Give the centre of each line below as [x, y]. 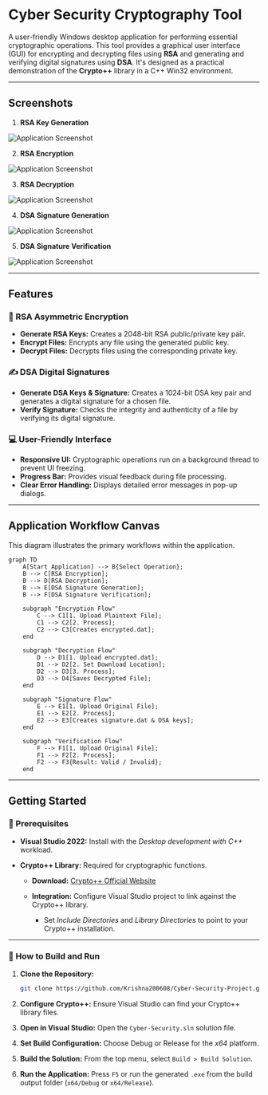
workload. [36, 849]
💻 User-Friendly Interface [60, 439]
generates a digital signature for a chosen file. [95, 401]
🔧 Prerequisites [39, 824]
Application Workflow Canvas [84, 526]
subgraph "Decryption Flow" [69, 650]
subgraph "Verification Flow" [73, 741]
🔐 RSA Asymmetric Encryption [69, 317]
